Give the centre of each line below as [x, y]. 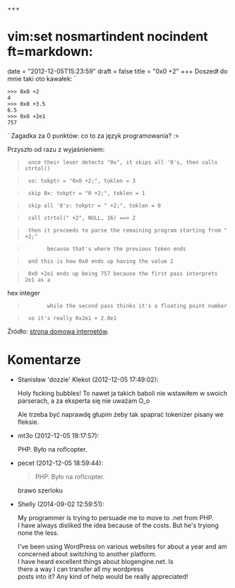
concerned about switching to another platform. [87, 554]
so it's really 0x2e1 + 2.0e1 [72, 318]
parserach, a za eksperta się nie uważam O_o [84, 401]
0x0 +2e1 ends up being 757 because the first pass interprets [123, 274]
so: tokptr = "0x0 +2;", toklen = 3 [82, 181]
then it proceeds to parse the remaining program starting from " [127, 230]
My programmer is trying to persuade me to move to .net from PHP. [115, 517]
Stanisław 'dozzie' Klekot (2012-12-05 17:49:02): [88, 380]
